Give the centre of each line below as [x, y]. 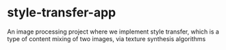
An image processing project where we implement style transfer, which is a [113, 32]
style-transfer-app [62, 13]
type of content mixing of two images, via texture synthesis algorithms [106, 38]
